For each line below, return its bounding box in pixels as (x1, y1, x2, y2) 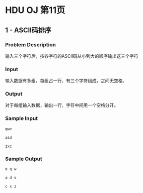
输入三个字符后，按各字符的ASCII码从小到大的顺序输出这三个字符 (5, 53, 139, 59)
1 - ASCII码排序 (5, 26, 52, 34)
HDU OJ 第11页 (5, 4, 66, 16)
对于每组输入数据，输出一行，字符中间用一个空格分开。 (5, 102, 118, 108)
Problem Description (5, 41, 56, 48)
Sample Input (5, 115, 38, 122)
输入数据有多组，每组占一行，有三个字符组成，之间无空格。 (5, 78, 127, 84)
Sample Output (5, 155, 42, 162)
